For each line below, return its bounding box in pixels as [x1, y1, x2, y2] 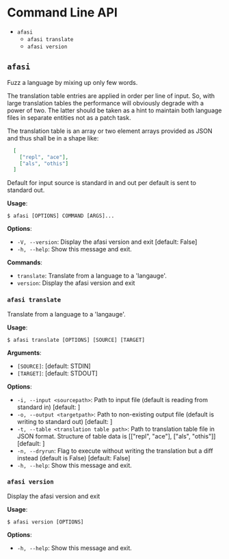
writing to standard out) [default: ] [16, 417, 113, 425]
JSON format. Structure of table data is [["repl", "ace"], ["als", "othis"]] [16, 432, 216, 440]
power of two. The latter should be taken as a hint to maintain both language [7, 106, 222, 114]
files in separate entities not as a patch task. [7, 113, 131, 121]
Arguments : [7, 348, 42, 357]
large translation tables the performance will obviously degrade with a [7, 99, 204, 107]
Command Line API [7, 5, 118, 21]
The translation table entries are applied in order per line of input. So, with [7, 91, 215, 100]
